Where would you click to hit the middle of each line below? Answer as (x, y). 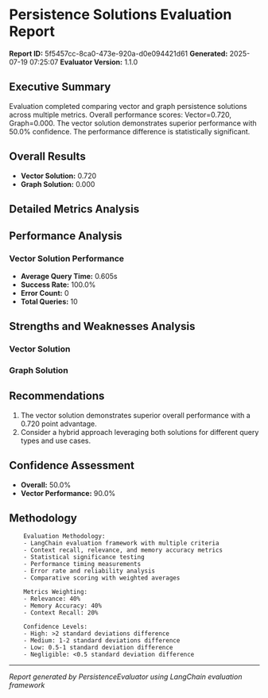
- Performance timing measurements (82, 564)
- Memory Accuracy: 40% (63, 606)
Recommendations (57, 396)
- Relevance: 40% (52, 599)
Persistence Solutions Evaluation (120, 15)
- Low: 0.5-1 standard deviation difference (98, 648)
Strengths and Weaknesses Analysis (102, 326)
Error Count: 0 (45, 293)
